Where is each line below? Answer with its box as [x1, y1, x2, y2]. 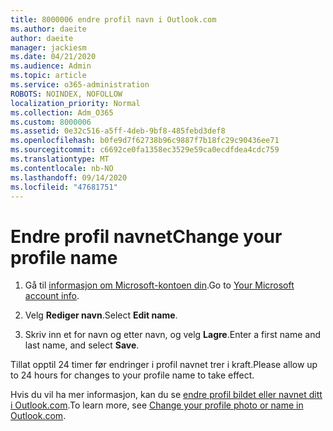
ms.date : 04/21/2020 [10, 52, 97, 62]
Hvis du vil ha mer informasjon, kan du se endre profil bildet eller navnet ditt [10, 389, 323, 401]
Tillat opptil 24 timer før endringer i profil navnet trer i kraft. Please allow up [10, 359, 318, 371]
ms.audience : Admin [10, 61, 92, 71]
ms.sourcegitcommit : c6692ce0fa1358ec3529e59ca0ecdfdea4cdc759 [10, 145, 280, 155]
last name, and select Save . [24, 339, 140, 351]
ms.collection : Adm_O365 [10, 107, 114, 118]
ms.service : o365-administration [10, 80, 150, 90]
